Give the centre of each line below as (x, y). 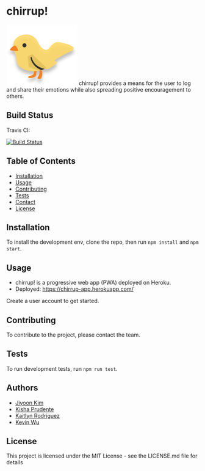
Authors (22, 388)
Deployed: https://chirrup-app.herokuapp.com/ (74, 289)
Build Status (30, 115)
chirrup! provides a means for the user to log (135, 83)
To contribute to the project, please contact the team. (73, 335)
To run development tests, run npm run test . (62, 368)
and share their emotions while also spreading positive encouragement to (99, 89)
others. (15, 96)
